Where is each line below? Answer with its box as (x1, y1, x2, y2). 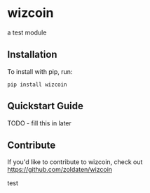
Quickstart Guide (7, 100, 84, 112)
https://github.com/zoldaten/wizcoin (7, 166, 113, 174)
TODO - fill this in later (7, 118, 72, 127)
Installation (7, 49, 57, 61)
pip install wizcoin (7, 81, 68, 88)
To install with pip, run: (7, 67, 73, 75)
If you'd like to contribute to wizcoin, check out (7, 158, 143, 166)
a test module (7, 28, 47, 37)
